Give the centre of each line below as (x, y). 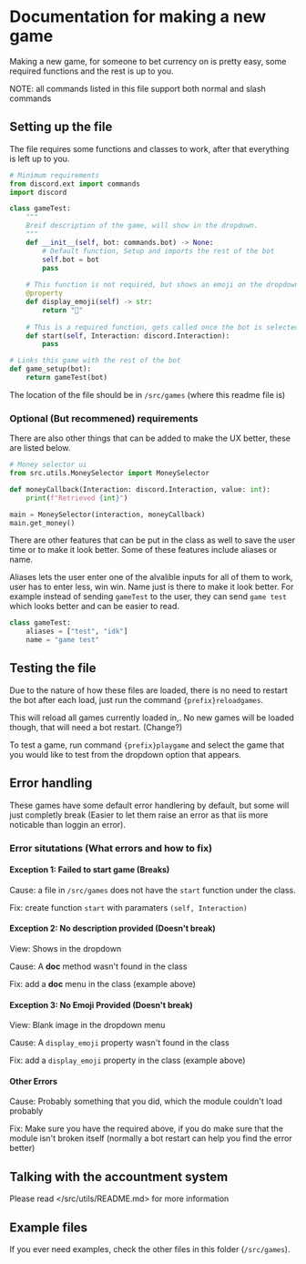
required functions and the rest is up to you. (92, 71)
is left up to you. (40, 158)
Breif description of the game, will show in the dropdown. (142, 226)
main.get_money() (42, 523)
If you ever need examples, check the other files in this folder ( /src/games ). (150, 1249)
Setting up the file (61, 127)
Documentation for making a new (138, 17)
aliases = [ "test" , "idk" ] (77, 632)
